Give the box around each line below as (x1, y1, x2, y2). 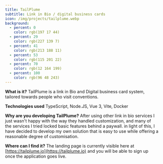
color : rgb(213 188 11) (14, 48, 62, 53)
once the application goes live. (5, 153, 67, 159)
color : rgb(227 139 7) (14, 39, 60, 44)
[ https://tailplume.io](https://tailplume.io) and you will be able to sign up (5, 148, 148, 154)
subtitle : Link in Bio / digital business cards (5, 12, 106, 17)
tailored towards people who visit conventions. (5, 94, 99, 100)
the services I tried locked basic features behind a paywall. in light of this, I (5, 123, 155, 129)
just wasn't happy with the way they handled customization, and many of (5, 118, 151, 123)
